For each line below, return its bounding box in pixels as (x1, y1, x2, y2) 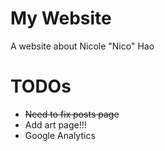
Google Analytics (24, 129, 96, 141)
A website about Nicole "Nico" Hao (10, 40, 155, 52)
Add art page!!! (24, 118, 87, 131)
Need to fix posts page (24, 108, 120, 120)
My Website (10, 7, 112, 30)
